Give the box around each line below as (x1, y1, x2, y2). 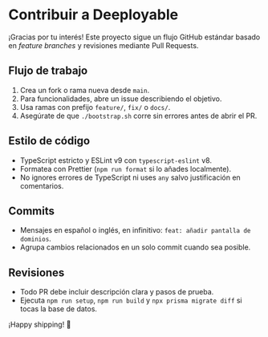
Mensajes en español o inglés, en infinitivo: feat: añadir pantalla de (19, 225, 251, 235)
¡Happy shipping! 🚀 (8, 319, 71, 330)
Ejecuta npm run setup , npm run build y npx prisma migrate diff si (19, 295, 242, 306)
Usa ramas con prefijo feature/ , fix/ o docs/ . (19, 102, 171, 112)
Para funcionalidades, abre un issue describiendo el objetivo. (19, 94, 222, 104)
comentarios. (19, 181, 64, 190)
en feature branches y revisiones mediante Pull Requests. (8, 40, 199, 50)
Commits (8, 204, 55, 217)
